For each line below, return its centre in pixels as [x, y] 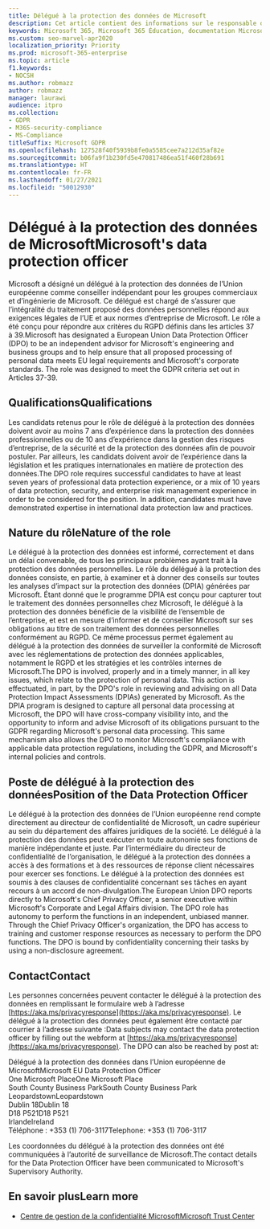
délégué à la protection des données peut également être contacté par [125, 1020]
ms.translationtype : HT [48, 165]
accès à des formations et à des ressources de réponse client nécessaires [131, 865]
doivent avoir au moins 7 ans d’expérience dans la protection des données [131, 431]
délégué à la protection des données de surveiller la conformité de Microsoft [135, 646]
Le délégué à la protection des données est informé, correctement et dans [131, 552]
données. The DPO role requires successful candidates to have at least [125, 473]
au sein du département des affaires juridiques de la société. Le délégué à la [135, 831]
